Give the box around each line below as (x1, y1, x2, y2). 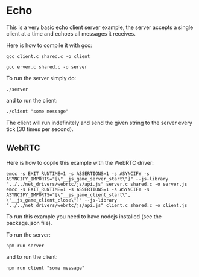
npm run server (6, 243, 45, 249)
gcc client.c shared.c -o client (6, 53, 90, 59)
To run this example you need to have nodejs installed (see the (6, 212, 162, 220)
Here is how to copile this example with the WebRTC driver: (6, 159, 154, 166)
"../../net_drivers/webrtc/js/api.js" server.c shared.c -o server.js (6, 181, 188, 187)
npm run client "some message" (6, 265, 85, 271)
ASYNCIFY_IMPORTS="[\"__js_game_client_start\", (6, 191, 131, 198)
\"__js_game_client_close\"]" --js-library (6, 197, 118, 203)
